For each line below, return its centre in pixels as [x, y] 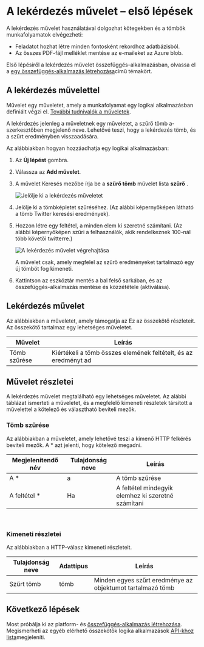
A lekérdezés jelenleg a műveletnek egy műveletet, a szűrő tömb [87, 123]
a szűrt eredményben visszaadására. [53, 136]
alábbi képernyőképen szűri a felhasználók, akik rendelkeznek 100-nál [103, 232]
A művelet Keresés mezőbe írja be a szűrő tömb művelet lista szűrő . [101, 184]
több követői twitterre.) [44, 238]
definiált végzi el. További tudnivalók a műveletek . [69, 112]
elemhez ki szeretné [145, 495]
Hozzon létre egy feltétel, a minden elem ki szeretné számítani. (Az [99, 225]
